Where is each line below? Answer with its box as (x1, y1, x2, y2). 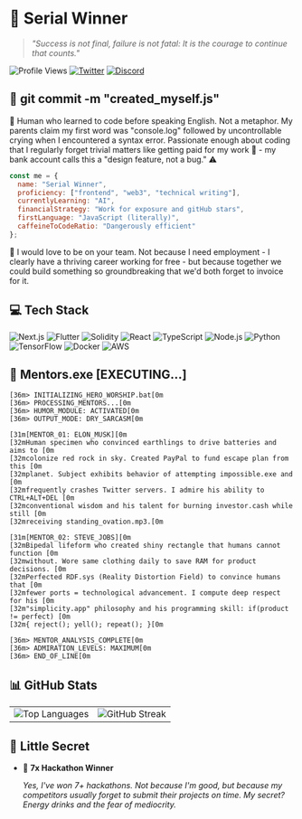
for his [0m (9, 597, 54, 606)
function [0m (9, 549, 59, 559)
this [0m (9, 462, 42, 471)
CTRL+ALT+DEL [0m (9, 494, 75, 503)
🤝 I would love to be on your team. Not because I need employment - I (9, 246, 270, 257)
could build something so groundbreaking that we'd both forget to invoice (9, 266, 284, 277)
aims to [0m (9, 447, 54, 456)
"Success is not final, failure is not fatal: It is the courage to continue (31, 38, 288, 49)
